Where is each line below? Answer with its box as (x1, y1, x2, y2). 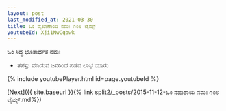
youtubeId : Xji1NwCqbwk (7, 29, 75, 36)
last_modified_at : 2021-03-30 (7, 16, 94, 23)
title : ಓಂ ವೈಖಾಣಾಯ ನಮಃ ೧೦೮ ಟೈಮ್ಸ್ (7, 22, 96, 29)
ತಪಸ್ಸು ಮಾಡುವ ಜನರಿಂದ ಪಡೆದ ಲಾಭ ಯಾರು (16, 61, 109, 69)
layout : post (7, 10, 45, 17)
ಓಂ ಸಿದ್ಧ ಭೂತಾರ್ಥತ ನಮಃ (7, 48, 61, 56)
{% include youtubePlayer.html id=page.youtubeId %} (7, 75, 160, 83)
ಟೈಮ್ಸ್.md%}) (7, 96, 42, 104)
